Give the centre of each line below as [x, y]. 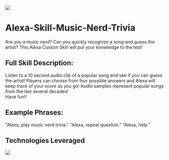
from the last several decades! [37, 91]
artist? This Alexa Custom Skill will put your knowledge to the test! [74, 47]
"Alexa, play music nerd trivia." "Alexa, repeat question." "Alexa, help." [78, 125]
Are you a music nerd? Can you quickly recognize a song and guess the [80, 42]
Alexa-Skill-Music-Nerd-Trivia [70, 28]
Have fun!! [16, 96]
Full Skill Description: [39, 63]
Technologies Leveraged [45, 141]
